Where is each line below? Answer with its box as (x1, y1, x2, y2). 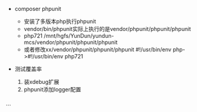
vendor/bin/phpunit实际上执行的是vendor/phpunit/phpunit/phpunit (23, 26, 191, 32)
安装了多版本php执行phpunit (23, 18, 96, 25)
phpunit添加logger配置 (23, 86, 81, 93)
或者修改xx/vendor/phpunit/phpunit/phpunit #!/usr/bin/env (23, 46, 172, 53)
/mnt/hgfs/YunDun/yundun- (44, 32, 114, 39)
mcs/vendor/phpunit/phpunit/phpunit (23, 39, 118, 46)
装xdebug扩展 (23, 79, 60, 85)
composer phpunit (14, 5, 62, 12)
